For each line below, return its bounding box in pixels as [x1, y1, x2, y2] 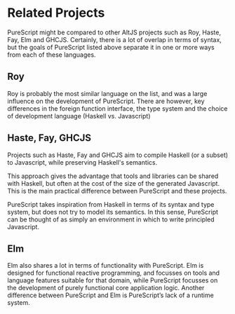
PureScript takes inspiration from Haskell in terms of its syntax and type [7, 200, 215, 208]
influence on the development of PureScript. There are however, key [7, 97, 205, 105]
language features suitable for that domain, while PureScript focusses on [7, 276, 218, 285]
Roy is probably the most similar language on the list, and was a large [7, 89, 208, 97]
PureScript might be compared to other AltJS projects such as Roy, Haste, [7, 28, 221, 36]
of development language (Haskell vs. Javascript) [7, 111, 151, 120]
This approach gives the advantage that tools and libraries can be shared [7, 172, 219, 180]
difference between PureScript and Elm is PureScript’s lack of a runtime [7, 291, 214, 299]
